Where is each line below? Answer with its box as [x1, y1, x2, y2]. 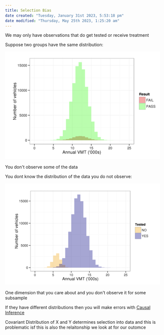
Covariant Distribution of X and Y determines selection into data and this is [5, 319, 156, 325]
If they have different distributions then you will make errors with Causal [5, 304, 151, 310]
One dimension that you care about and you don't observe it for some [5, 289, 146, 295]
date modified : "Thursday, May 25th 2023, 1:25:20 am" [5, 18, 120, 23]
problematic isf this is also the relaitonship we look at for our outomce [5, 324, 146, 330]
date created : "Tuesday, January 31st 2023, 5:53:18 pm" [5, 13, 124, 18]
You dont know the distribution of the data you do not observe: [5, 173, 132, 179]
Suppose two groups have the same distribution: [5, 42, 104, 48]
